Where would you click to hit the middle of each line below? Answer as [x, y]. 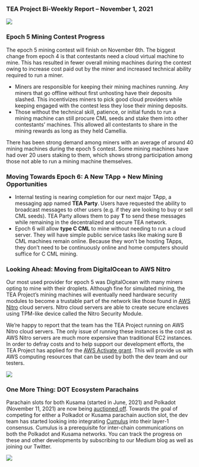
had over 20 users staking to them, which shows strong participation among [99, 155]
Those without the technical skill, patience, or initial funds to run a [95, 112]
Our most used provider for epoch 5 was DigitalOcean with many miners [94, 282]
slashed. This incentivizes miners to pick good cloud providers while [98, 99]
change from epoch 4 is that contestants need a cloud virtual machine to [95, 56]
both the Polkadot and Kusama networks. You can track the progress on [94, 434]
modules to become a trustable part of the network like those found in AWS [98, 301]
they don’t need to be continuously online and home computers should [101, 247]
